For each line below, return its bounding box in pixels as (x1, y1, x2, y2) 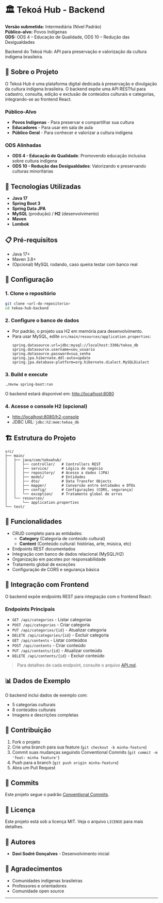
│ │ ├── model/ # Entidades (5, 475, 86, 479)
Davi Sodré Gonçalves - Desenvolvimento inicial (12, 851, 110, 856)
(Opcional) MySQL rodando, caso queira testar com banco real (12, 261, 138, 267)
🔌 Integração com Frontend (5, 580, 89, 589)
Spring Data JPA (12, 205, 46, 212)
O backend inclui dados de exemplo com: (5, 692, 88, 698)
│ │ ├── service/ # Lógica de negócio (5, 466, 103, 471)
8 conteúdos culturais (12, 707, 56, 713)
